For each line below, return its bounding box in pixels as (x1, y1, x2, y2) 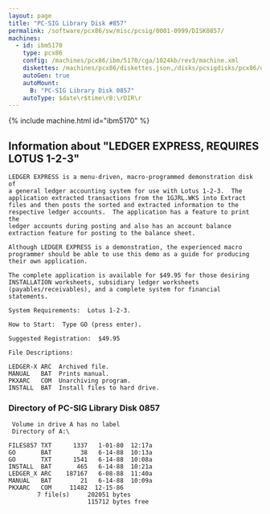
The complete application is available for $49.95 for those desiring (8, 271, 250, 279)
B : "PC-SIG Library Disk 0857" (29, 86, 135, 95)
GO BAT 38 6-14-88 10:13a (8, 449, 153, 457)
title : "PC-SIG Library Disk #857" (8, 19, 128, 27)
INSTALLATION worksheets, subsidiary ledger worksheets (8, 279, 199, 287)
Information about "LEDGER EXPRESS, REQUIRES (8, 139, 260, 153)
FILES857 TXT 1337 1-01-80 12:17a (8, 442, 153, 450)
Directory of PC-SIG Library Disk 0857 (8, 402, 161, 414)
